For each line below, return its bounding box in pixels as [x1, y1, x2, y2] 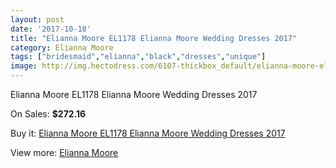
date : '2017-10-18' [10, 24, 92, 34]
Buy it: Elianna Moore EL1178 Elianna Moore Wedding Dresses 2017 [10, 127, 286, 139]
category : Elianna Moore [10, 42, 114, 53]
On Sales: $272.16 [10, 108, 87, 120]
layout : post [10, 14, 65, 25]
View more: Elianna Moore [10, 147, 119, 158]
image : [10, 61, 38, 71]
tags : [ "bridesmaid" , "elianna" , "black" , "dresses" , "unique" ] [10, 52, 267, 62]
